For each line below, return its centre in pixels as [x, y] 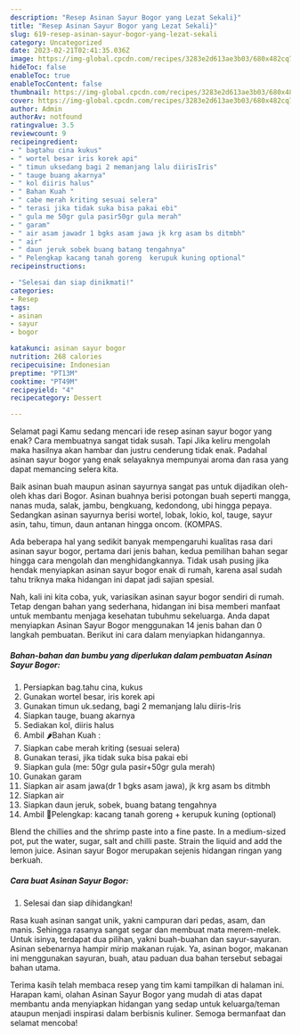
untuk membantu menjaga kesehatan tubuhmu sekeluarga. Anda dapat [140, 616]
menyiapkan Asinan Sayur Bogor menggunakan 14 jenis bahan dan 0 [136, 625]
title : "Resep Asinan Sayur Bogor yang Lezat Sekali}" [114, 26]
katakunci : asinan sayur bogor [68, 349]
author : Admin [36, 109]
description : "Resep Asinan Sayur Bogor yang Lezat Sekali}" [126, 17]
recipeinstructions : [49, 267]
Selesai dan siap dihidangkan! [77, 903]
